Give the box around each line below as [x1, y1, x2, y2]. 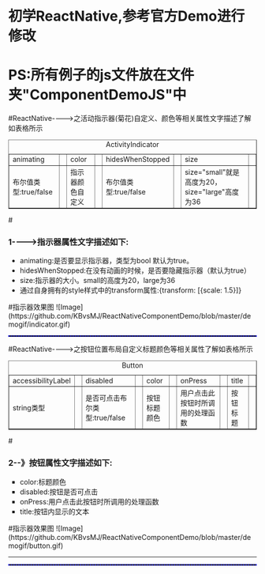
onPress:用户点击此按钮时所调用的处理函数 [19, 497, 159, 506]
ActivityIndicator [106, 140, 159, 149]
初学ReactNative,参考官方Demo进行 [8, 7, 245, 25]
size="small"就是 [185, 167, 241, 176]
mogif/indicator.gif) [8, 319, 71, 329]
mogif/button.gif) [8, 541, 64, 550]
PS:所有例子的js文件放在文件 [8, 66, 195, 84]
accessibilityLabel [13, 376, 71, 385]
